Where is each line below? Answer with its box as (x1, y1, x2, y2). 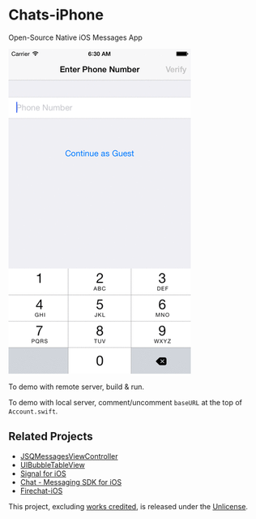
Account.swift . (8, 406, 58, 416)
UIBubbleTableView (19, 460, 85, 469)
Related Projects (8, 430, 93, 443)
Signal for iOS (19, 469, 66, 478)
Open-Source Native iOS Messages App (8, 32, 143, 42)
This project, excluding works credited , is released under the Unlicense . (8, 501, 249, 511)
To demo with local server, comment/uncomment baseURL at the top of (8, 397, 243, 407)
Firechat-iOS (19, 486, 63, 495)
